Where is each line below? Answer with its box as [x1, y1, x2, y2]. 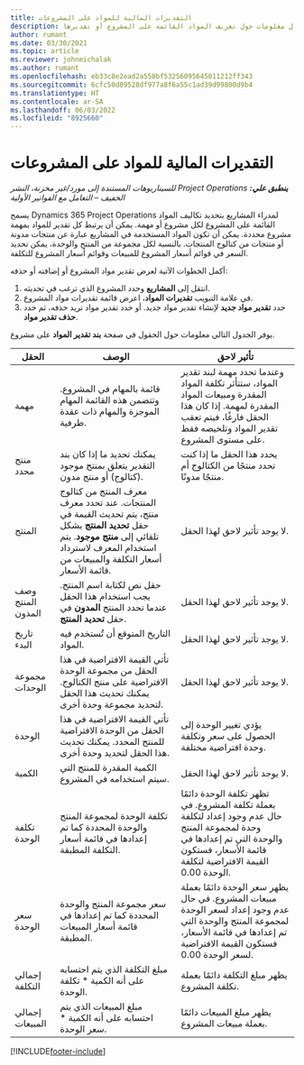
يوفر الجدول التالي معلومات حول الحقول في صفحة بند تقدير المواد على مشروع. [10, 329, 275, 340]
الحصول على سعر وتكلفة [180, 730, 276, 742]
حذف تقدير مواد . [23, 312, 78, 323]
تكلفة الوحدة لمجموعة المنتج [59, 810, 169, 822]
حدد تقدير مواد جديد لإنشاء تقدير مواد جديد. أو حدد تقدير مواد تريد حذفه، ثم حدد [23, 302, 286, 313]
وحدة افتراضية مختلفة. [180, 741, 266, 754]
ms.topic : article [10, 47, 79, 56]
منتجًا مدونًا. [180, 471, 225, 483]
